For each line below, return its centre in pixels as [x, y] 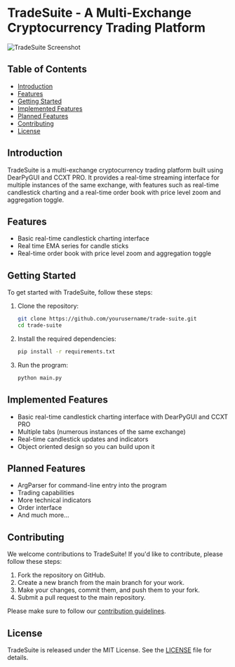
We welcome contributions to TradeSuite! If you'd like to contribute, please [115, 554]
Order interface [40, 508]
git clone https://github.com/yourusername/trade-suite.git [107, 319]
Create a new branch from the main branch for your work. [101, 583]
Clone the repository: [48, 306]
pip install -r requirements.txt [66, 351]
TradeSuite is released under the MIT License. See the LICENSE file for [109, 649]
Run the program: [43, 365]
